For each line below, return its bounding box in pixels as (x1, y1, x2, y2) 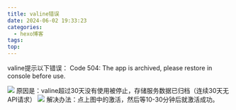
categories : (7, 23, 43, 31)
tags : (7, 37, 23, 44)
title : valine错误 (7, 10, 60, 18)
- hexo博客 (13, 30, 44, 38)
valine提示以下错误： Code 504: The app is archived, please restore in (7, 64, 213, 72)
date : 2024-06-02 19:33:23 (7, 17, 87, 24)
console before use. (7, 72, 66, 80)
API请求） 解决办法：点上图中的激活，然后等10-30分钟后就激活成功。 (7, 95, 219, 104)
